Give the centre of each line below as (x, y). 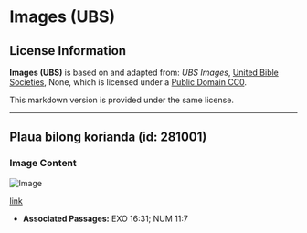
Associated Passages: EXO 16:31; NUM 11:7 (106, 218)
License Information (68, 51)
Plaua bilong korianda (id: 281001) (108, 138)
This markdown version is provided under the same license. (122, 100)
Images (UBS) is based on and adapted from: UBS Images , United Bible (144, 72)
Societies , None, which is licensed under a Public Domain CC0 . (128, 82)
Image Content (43, 164)
